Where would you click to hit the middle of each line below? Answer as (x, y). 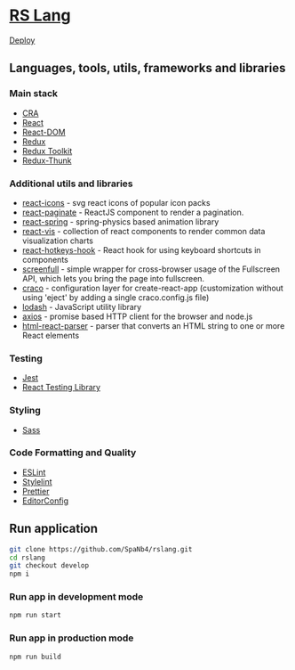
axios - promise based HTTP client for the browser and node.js (137, 316)
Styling (25, 411)
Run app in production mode (72, 638)
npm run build (36, 657)
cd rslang (28, 558)
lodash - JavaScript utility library (82, 306)
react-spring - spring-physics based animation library (120, 221)
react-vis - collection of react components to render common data (144, 231)
